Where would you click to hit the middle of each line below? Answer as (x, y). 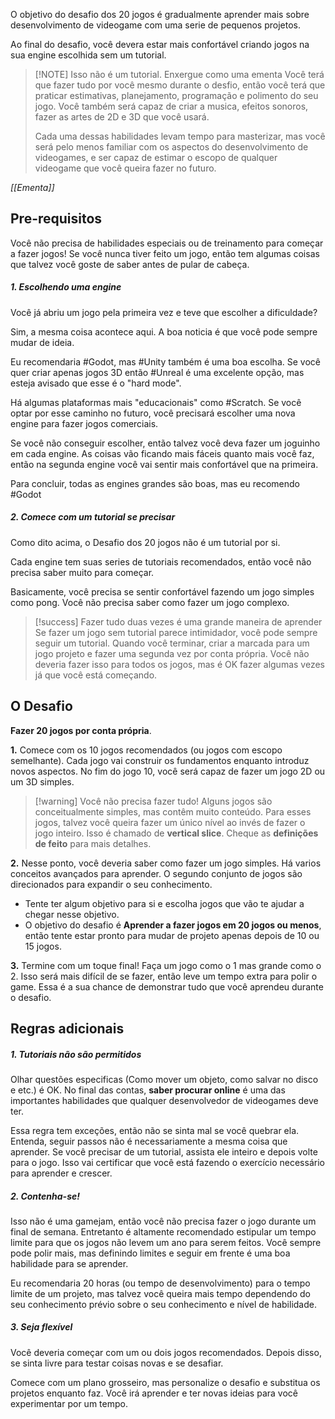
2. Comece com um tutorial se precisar (93, 517)
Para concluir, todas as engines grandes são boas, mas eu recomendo (155, 483)
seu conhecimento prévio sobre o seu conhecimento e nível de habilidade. (163, 1304)
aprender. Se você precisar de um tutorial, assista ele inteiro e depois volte (164, 1151)
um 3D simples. (42, 781)
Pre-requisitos (56, 219)
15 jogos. (43, 946)
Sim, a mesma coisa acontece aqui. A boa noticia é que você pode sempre (164, 331)
